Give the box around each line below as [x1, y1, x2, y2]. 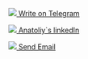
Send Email [18, 42, 57, 52]
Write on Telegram [18, 9, 80, 18]
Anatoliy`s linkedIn [18, 25, 80, 35]
